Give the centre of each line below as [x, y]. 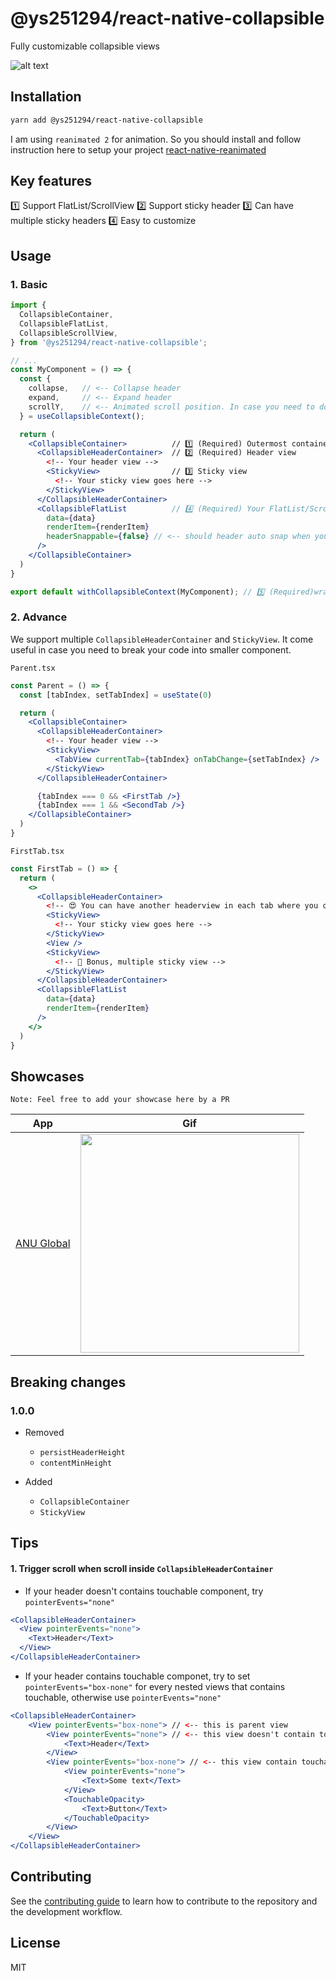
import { [28, 305]
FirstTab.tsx [37, 851]
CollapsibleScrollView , [68, 333]
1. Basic [29, 284]
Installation [46, 97]
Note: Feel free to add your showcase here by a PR [120, 1100]
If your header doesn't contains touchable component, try [144, 1591]
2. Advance [39, 617]
